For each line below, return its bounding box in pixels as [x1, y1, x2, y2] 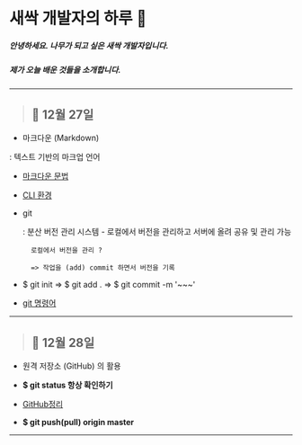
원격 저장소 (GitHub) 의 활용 [22, 360, 121, 371]
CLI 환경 [22, 190, 52, 200]
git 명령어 [22, 298, 57, 308]
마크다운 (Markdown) [22, 132, 100, 144]
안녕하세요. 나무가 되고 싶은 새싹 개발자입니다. [9, 40, 169, 50]
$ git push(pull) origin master [22, 417, 135, 428]
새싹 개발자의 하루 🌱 [9, 8, 147, 29]
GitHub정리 [22, 399, 64, 410]
